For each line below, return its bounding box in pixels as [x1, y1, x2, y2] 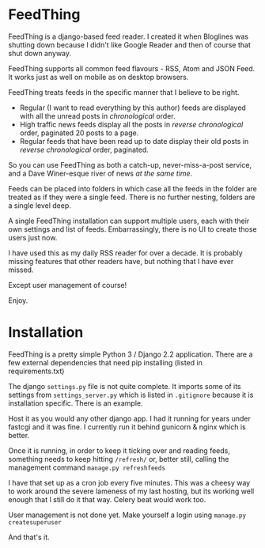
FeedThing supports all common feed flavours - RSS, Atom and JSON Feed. [8, 63, 256, 73]
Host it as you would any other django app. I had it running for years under [8, 414, 251, 423]
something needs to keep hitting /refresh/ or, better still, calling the [8, 454, 229, 463]
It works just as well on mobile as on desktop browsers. [8, 72, 189, 81]
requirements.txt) [8, 366, 65, 376]
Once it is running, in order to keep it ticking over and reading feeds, [8, 445, 231, 455]
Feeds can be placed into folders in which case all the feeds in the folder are [8, 183, 257, 193]
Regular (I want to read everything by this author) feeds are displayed [19, 103, 247, 112]
